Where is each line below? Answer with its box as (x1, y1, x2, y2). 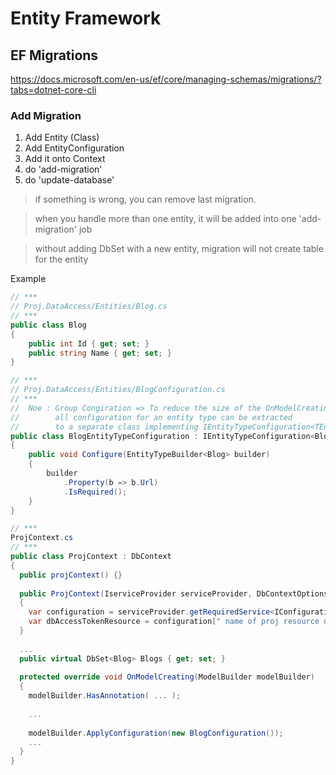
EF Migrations (10, 47, 99, 64)
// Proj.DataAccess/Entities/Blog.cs (10, 302, 168, 312)
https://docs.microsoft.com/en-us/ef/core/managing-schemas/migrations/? (10, 73, 322, 85)
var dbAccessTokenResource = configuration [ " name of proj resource (28, 617, 320, 627)
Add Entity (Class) (24, 132, 100, 144)
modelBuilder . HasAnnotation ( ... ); (28, 691, 182, 701)
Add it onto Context (24, 153, 106, 165)
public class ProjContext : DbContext (10, 552, 172, 562)
